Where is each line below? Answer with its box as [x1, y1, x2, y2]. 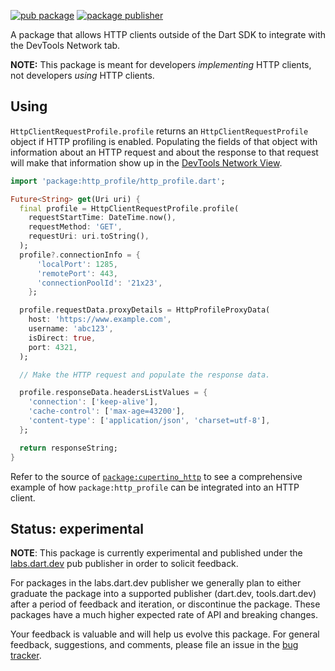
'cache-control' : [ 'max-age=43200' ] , [28, 406, 186, 417]
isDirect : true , [28, 333, 97, 343]
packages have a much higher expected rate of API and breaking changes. [10, 609, 318, 621]
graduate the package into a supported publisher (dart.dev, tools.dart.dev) [10, 588, 317, 600]
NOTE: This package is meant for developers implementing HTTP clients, [10, 59, 312, 70]
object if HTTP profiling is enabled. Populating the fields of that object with [10, 135, 318, 147]
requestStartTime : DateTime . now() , [28, 213, 177, 223]
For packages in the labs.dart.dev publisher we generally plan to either [10, 577, 302, 589]
